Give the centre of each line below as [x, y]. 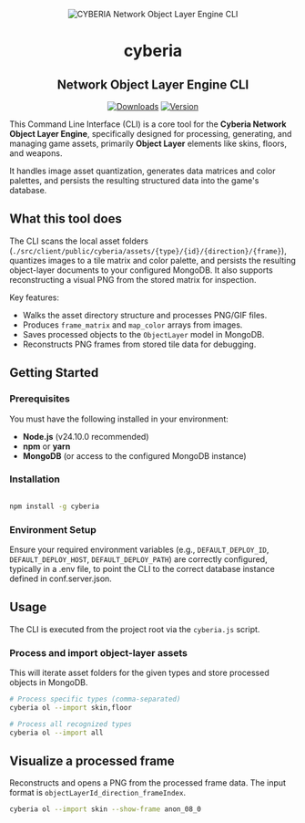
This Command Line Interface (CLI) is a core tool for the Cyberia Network [148, 124]
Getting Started [54, 373]
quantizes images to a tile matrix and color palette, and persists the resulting [152, 260]
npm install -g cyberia [55, 506]
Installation [35, 479]
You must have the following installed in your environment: [119, 419]
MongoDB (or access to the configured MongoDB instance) [135, 455]
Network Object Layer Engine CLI [153, 84]
